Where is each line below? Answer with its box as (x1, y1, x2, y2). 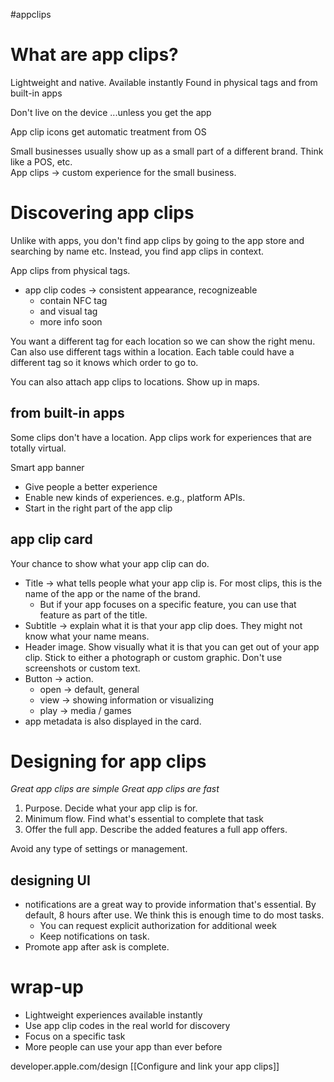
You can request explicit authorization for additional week (39, 920, 277, 932)
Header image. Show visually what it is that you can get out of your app (24, 640, 320, 653)
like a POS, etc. (10, 155, 73, 168)
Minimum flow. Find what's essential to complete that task (24, 813, 264, 825)
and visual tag (39, 305, 98, 317)
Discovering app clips (10, 202, 195, 224)
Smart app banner (10, 461, 85, 473)
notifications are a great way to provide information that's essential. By (24, 899, 317, 911)
